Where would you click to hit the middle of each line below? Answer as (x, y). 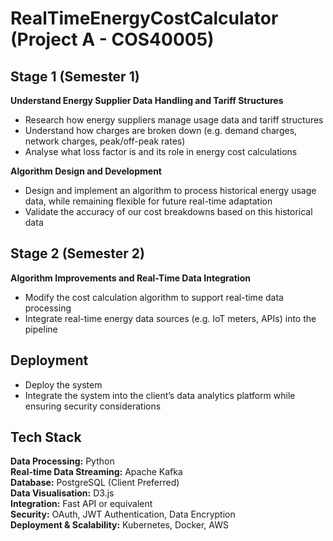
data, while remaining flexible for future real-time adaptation (148, 201)
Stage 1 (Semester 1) (75, 76)
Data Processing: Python (62, 461)
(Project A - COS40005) (112, 39)
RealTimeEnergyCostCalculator (144, 18)
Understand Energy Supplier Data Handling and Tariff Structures (147, 100)
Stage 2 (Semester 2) (77, 253)
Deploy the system (63, 384)
